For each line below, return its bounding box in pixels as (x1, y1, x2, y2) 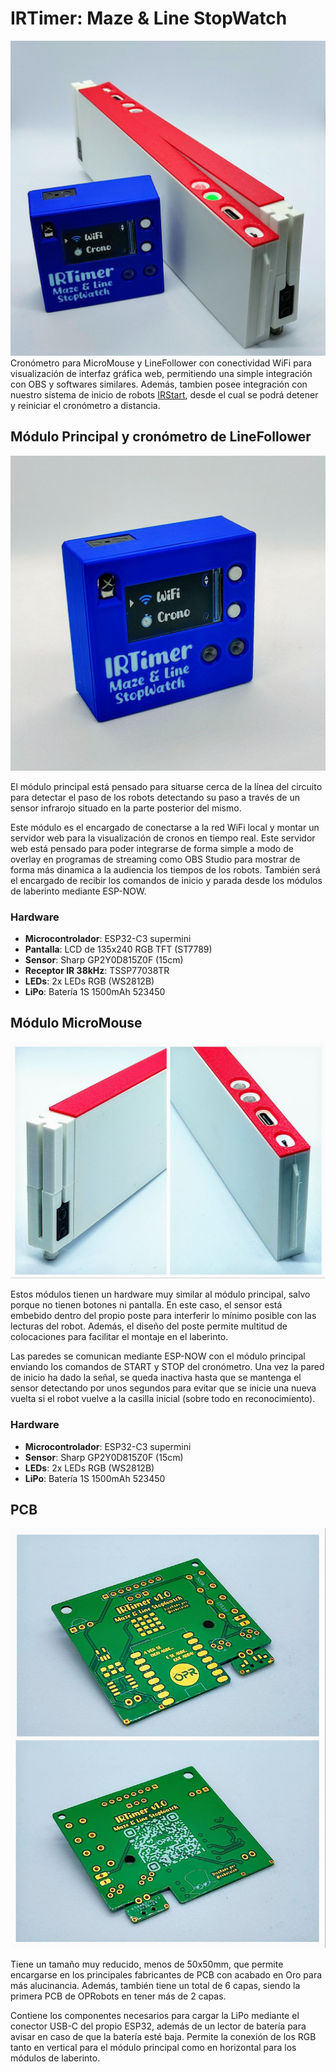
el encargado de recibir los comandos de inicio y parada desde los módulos (10, 874, 323, 886)
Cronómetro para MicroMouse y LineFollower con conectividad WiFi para (10, 357, 312, 369)
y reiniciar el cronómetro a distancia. (10, 399, 161, 411)
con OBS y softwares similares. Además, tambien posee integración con (10, 378, 308, 390)
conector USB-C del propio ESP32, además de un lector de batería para (10, 2020, 307, 2032)
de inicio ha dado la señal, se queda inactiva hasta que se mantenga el (10, 1372, 302, 1384)
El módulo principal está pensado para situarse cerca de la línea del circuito (10, 780, 323, 792)
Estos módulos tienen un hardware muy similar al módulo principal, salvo (10, 1288, 311, 1301)
